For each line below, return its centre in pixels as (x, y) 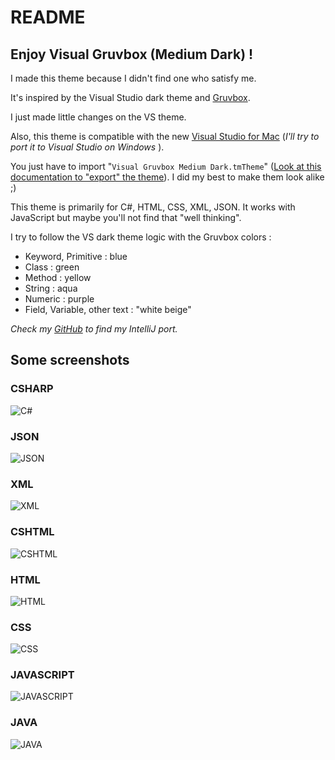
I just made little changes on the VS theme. (98, 117)
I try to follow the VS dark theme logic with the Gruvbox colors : (141, 237)
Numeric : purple (59, 299)
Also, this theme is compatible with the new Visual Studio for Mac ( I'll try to (165, 136)
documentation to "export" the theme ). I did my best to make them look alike (167, 177)
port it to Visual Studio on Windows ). (87, 147)
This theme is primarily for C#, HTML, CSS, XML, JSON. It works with (153, 207)
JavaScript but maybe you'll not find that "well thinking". (126, 217)
